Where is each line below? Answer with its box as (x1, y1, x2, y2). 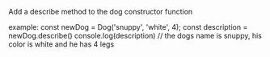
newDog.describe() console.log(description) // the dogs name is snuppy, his (8, 31, 263, 40)
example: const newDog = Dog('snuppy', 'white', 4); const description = (8, 22, 248, 31)
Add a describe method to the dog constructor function (8, 7, 193, 16)
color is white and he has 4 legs (8, 39, 115, 49)
